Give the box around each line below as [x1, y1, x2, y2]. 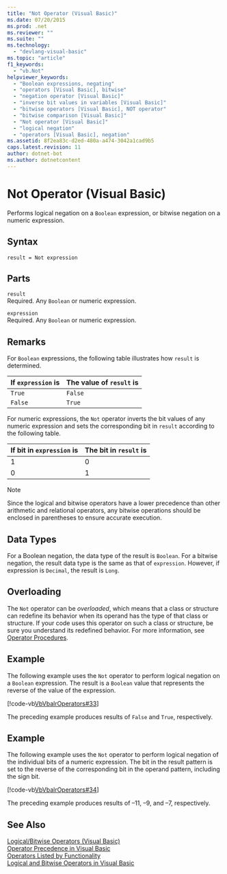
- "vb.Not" [13, 67, 44, 74]
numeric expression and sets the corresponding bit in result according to [7, 422, 215, 430]
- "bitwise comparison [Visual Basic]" [13, 112, 127, 119]
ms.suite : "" [7, 36, 44, 43]
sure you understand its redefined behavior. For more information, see [7, 626, 205, 634]
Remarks [7, 336, 46, 348]
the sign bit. [7, 773, 41, 781]
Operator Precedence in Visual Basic [7, 845, 111, 853]
